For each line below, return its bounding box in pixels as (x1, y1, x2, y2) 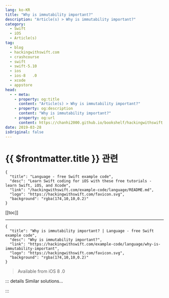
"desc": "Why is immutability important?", (10, 237, 102, 242)
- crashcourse (10, 54, 39, 60)
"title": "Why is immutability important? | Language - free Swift (10, 228, 154, 234)
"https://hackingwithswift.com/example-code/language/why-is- (27, 242, 161, 247)
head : (5, 87, 17, 92)
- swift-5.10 (10, 64, 37, 69)
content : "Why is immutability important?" (18, 111, 112, 116)
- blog (10, 45, 24, 50)
